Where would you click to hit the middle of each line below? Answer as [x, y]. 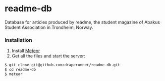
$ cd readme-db [20, 70]
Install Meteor [26, 51]
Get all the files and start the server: [48, 56]
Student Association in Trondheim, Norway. [49, 27]
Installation [19, 40]
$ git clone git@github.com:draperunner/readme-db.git [62, 65]
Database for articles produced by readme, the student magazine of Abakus [82, 22]
